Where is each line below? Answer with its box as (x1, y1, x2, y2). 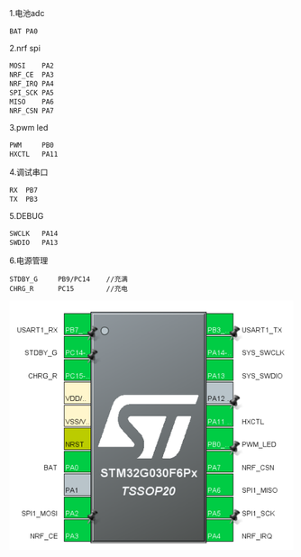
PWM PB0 (9, 141, 54, 150)
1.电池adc (9, 8, 45, 18)
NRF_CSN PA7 (9, 106, 54, 115)
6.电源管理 (9, 255, 49, 266)
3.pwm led (9, 123, 49, 132)
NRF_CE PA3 (9, 70, 54, 79)
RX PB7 (9, 186, 39, 195)
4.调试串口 (9, 167, 49, 178)
